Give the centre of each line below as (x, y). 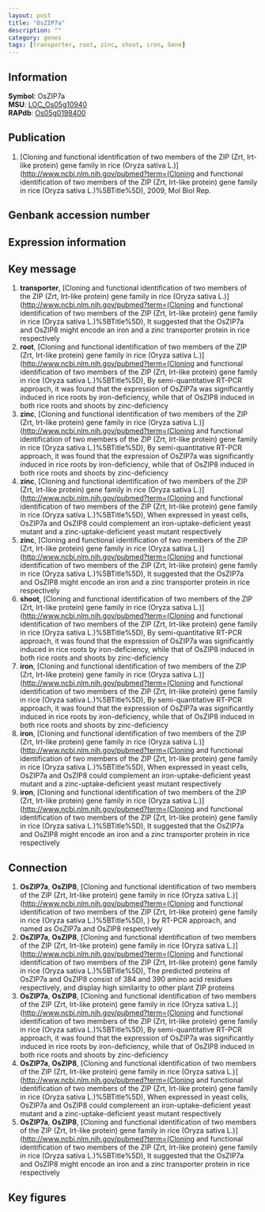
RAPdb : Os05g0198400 (47, 112)
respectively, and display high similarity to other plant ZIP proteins (127, 988)
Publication (37, 138)
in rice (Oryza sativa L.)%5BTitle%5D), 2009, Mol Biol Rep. (115, 190)
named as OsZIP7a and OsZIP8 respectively (91, 929)
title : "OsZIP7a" (37, 23)
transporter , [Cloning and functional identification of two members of (133, 288)
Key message (42, 269)
